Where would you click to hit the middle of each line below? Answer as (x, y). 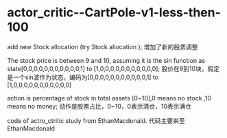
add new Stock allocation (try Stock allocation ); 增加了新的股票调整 (103, 46)
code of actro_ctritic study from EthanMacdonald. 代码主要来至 (96, 120)
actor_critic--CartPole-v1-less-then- (114, 13)
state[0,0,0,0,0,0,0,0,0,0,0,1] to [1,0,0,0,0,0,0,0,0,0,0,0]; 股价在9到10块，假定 (113, 68)
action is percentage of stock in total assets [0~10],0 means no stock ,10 (109, 98)
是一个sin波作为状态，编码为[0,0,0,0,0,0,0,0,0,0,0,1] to (83, 77)
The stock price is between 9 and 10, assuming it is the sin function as (106, 60)
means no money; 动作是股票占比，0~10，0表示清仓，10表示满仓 (99, 106)
